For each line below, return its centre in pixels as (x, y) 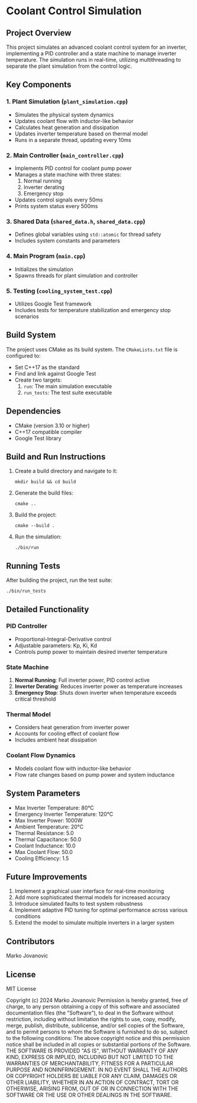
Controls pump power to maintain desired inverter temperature (91, 651)
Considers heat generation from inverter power (72, 727)
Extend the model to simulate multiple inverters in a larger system (94, 923)
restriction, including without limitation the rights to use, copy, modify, (91, 1019)
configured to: (23, 355)
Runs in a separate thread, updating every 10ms (73, 140)
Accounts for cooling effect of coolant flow (67, 734)
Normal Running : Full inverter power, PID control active (82, 680)
